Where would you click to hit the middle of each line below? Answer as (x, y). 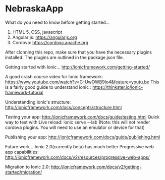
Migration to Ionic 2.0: (27, 167)
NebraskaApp (34, 9)
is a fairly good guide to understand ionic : (48, 87)
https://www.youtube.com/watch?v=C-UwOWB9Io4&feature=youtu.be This (82, 82)
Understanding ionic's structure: (38, 102)
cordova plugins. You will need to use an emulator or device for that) (75, 127)
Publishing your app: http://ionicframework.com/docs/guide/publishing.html (82, 137)
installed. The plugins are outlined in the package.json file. (65, 57)
